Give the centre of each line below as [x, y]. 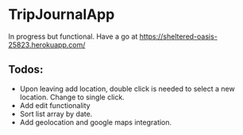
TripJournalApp [62, 15]
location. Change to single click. [72, 97]
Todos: [26, 70]
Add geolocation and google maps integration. [96, 122]
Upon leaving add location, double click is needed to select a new [127, 88]
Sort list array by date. [56, 114]
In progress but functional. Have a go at [73, 36]
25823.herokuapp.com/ [47, 44]
